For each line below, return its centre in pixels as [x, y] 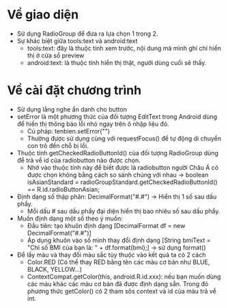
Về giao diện [43, 15]
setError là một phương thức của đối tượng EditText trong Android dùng [117, 116]
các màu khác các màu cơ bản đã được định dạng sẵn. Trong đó [118, 283]
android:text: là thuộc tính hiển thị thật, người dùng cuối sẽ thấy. [117, 62]
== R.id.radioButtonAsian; [63, 189]
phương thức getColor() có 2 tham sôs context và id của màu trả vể [122, 291]
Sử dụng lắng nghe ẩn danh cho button [72, 109]
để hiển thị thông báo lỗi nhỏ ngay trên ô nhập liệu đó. [93, 124]
